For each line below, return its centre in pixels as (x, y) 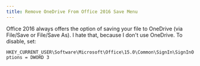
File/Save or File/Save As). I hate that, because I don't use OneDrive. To (94, 35)
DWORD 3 (40, 57)
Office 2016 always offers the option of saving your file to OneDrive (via (95, 29)
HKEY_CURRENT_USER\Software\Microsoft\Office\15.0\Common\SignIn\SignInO (100, 52)
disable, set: (21, 41)
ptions (14, 57)
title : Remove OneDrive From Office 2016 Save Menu (72, 12)
